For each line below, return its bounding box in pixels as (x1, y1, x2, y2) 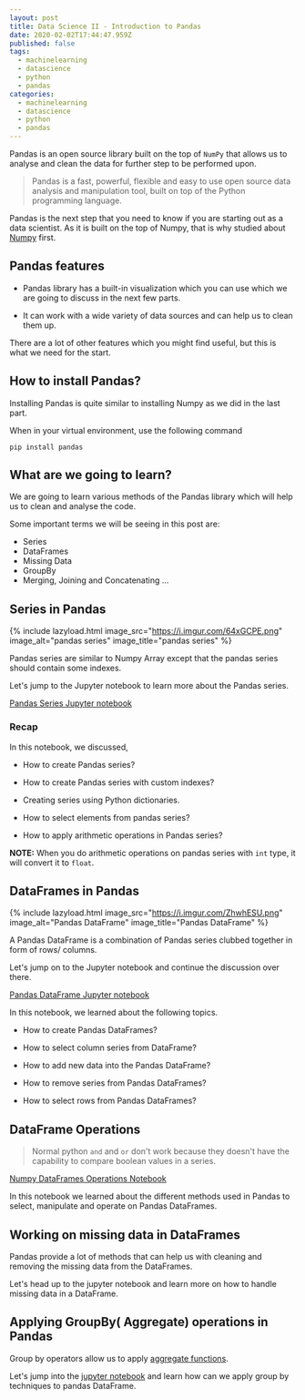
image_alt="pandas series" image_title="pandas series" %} (9, 635, 232, 647)
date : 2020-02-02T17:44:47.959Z (9, 30, 132, 39)
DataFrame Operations (9, 1121, 141, 1137)
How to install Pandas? (9, 373, 141, 389)
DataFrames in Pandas (9, 883, 139, 898)
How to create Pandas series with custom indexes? (22, 776, 215, 788)
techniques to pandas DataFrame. (9, 1380, 137, 1391)
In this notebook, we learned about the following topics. (9, 1007, 219, 1018)
